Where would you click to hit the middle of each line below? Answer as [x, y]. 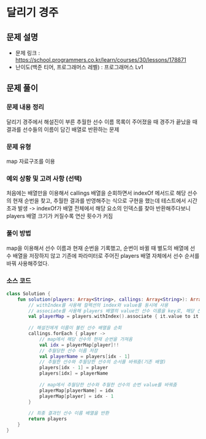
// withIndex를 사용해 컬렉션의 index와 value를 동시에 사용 [98, 305]
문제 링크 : [28, 53]
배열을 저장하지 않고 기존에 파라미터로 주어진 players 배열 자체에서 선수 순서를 [106, 255]
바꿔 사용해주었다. [28, 263]
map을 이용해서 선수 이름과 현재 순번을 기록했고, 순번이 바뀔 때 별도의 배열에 [97, 248]
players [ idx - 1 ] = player [74, 368]
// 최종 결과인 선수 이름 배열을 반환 [69, 413]
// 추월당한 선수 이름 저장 [68, 351]
